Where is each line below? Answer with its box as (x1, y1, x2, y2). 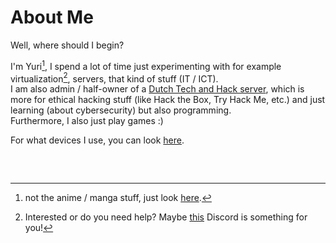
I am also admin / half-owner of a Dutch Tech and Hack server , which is (10, 83, 305, 95)
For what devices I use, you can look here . (10, 134, 185, 146)
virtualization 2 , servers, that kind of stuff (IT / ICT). (10, 71, 219, 85)
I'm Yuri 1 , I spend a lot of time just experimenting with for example (10, 58, 282, 72)
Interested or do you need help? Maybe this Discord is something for (24, 211, 308, 223)
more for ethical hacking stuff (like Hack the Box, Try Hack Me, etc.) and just (10, 94, 326, 106)
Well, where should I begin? (10, 39, 125, 51)
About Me (10, 6, 94, 29)
